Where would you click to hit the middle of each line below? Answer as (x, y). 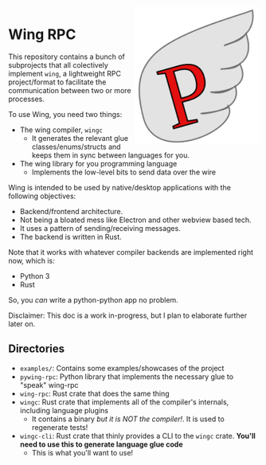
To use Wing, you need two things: (65, 114)
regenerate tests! (60, 427)
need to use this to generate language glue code (101, 444)
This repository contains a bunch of (66, 57)
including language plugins (64, 410)
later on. (22, 323)
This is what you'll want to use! (82, 452)
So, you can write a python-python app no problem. (94, 299)
